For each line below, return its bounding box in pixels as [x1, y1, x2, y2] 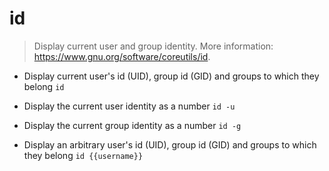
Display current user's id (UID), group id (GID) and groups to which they [23, 70, 320, 82]
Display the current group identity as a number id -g [23, 119, 242, 131]
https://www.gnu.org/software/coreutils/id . [33, 50, 211, 62]
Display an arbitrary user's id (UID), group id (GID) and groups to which [23, 138, 317, 151]
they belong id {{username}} [23, 149, 144, 161]
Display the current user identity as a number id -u [23, 100, 236, 112]
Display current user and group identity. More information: [33, 40, 274, 52]
